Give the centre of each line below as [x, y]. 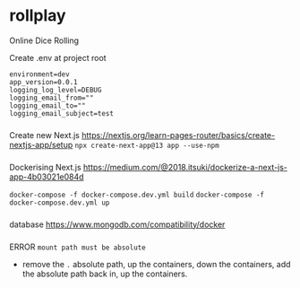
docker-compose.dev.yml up [60, 203]
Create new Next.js [45, 135]
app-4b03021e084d [47, 177]
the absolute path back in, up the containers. [105, 274]
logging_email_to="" [48, 105]
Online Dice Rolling [44, 40]
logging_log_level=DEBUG [56, 90]
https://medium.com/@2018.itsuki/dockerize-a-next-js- [186, 167]
